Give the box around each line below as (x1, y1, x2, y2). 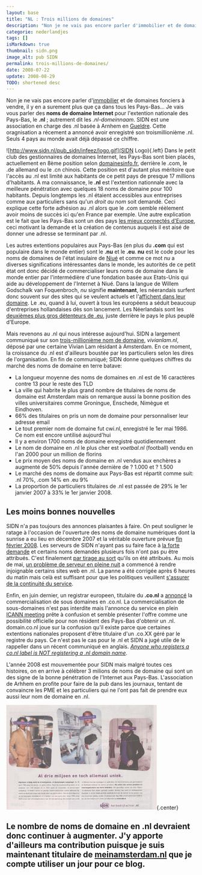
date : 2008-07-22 (6, 67, 50, 73)
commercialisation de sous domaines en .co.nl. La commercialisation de (6, 598, 185, 605)
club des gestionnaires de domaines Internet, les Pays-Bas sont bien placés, (6, 154, 195, 161)
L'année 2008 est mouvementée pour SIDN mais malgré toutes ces (6, 661, 173, 668)
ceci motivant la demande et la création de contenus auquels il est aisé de (6, 223, 190, 231)
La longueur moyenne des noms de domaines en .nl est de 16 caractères (14, 374, 195, 381)
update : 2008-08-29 (6, 73, 55, 79)
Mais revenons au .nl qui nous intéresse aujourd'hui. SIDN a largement (6, 330, 180, 337)
